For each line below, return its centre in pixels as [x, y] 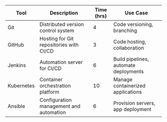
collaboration [129, 48]
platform [49, 92]
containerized [129, 86]
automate [125, 65]
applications [128, 92]
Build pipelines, [131, 59]
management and [60, 106]
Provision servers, [134, 103]
